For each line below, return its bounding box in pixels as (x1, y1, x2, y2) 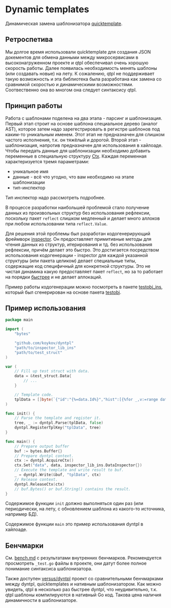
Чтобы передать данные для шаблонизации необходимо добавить (5, 147, 151, 154)
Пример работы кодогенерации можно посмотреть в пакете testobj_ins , (5, 284, 163, 290)
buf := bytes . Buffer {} (14, 448, 63, 453)
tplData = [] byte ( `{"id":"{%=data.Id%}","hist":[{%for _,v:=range (14, 397, 158, 402)
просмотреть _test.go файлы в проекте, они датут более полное (5, 560, 147, 567)
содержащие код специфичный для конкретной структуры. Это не (5, 263, 151, 269)
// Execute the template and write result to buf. (14, 468, 124, 473)
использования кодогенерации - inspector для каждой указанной (5, 252, 148, 258)
